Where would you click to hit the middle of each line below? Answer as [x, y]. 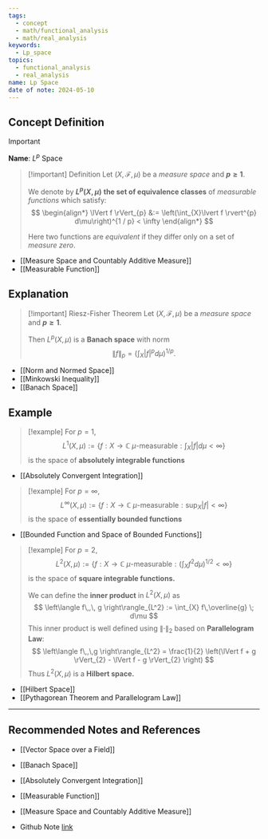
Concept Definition [57, 122]
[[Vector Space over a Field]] [67, 749]
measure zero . [51, 245]
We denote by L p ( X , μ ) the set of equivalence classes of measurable [142, 191]
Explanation [39, 293]
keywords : [25, 46]
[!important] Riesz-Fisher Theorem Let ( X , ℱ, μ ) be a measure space [140, 314]
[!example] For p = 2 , [63, 550]
